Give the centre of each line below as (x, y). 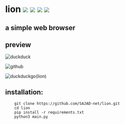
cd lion (22, 108)
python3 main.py (31, 117)
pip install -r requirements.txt (49, 112)
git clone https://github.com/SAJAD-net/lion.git (67, 104)
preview (18, 44)
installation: (24, 92)
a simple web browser (40, 28)
